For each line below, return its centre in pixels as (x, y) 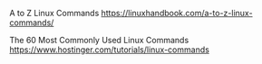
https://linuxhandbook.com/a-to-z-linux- (177, 13)
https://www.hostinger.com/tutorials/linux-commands (110, 50)
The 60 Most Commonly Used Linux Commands (99, 40)
